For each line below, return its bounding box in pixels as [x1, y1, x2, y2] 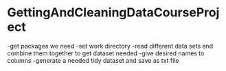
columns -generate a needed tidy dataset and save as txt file [7, 56, 179, 64]
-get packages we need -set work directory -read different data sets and [7, 42, 214, 50]
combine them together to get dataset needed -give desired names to [7, 49, 205, 57]
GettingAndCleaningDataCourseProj [7, 5, 220, 20]
